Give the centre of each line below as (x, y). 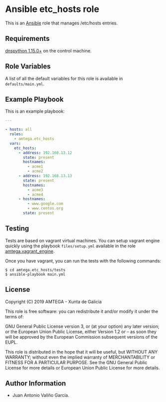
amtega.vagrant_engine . (30, 251)
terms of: (14, 316)
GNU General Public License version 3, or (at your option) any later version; (83, 326)
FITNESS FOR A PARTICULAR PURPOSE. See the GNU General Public (76, 362)
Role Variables (28, 67)
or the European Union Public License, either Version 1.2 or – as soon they (81, 331)
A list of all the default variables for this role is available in (64, 78)
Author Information (36, 383)
